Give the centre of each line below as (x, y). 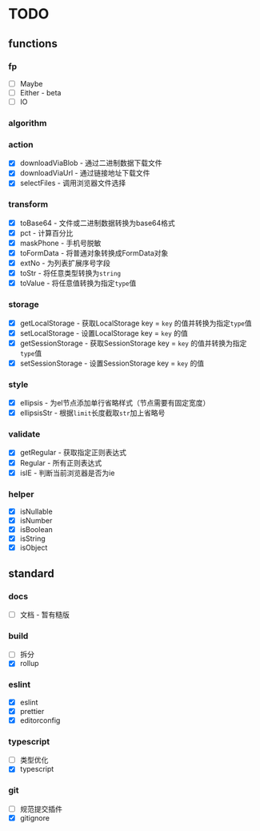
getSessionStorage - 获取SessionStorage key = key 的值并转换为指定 (133, 343)
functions (33, 44)
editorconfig (40, 720)
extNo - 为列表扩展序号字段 (65, 263)
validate (24, 434)
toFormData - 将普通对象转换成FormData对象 (94, 252)
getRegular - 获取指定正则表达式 (73, 453)
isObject (34, 548)
